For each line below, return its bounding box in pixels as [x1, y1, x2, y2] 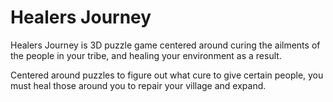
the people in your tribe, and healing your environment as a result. [10, 49, 282, 61]
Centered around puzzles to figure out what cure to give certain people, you [10, 69, 324, 81]
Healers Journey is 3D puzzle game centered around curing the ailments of [10, 39, 321, 51]
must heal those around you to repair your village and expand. [10, 79, 267, 91]
